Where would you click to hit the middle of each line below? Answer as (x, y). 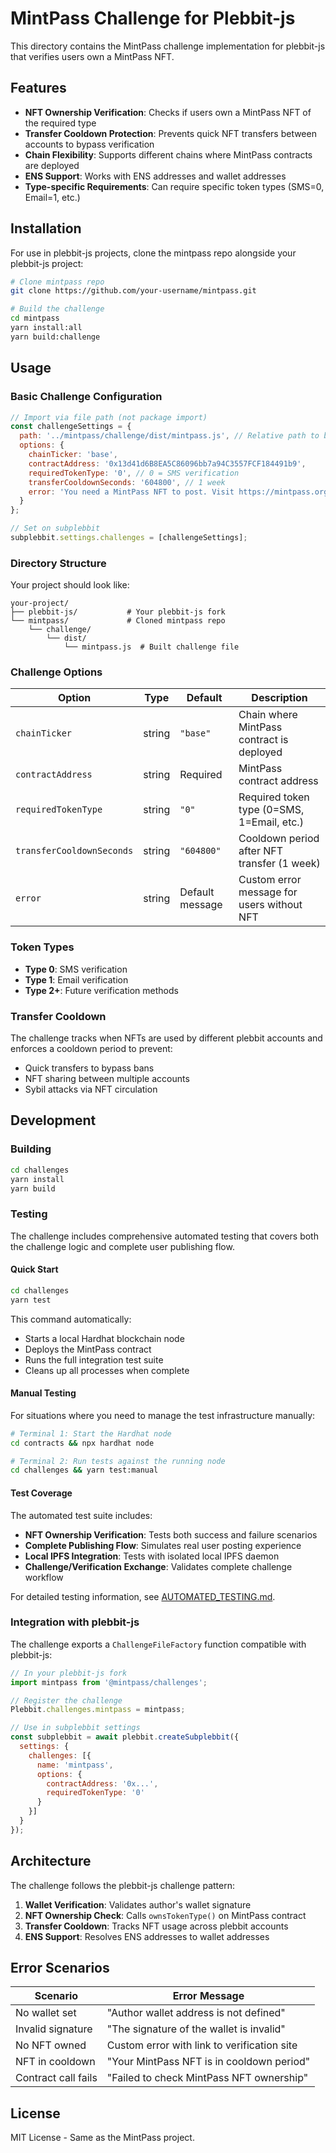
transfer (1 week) (279, 864)
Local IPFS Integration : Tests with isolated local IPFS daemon (152, 1556)
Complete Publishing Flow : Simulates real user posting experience (163, 1545)
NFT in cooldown (55, 2062)
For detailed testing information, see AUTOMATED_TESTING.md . (143, 1596)
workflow (44, 1577)
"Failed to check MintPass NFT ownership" (207, 2078)
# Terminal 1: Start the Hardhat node (91, 1433)
